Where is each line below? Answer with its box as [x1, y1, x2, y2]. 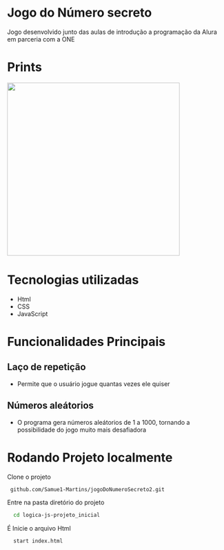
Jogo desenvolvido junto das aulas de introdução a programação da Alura [7, 28, 217, 36]
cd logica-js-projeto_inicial [13, 512, 100, 519]
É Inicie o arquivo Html [7, 524, 71, 533]
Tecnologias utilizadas [7, 272, 139, 288]
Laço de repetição [7, 361, 86, 373]
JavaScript [17, 309, 48, 318]
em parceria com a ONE [7, 35, 75, 43]
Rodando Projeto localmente [7, 450, 173, 465]
